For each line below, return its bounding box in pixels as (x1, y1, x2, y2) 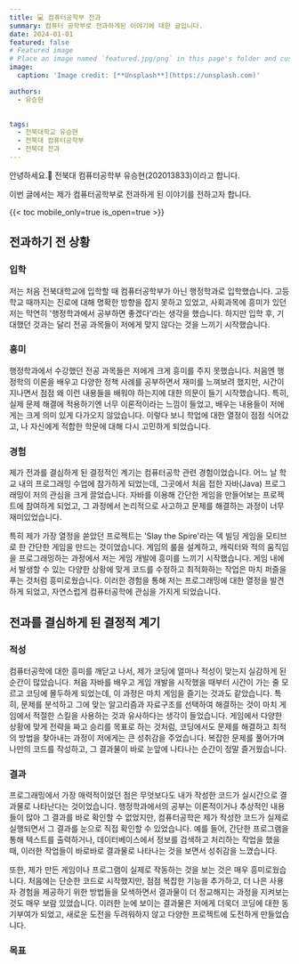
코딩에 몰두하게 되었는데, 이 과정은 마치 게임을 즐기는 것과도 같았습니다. (25, 687, 273, 699)
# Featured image (9, 46, 74, 55)
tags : (9, 119, 29, 129)
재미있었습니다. (9, 512, 62, 523)
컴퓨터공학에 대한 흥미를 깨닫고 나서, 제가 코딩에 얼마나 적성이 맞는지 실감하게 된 (9, 665, 287, 676)
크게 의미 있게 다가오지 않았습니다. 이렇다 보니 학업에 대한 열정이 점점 (25, 409, 265, 420)
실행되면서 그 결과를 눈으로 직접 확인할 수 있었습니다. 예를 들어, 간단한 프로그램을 (9, 823, 289, 834)
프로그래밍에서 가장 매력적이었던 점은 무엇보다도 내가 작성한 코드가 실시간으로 (9, 790, 279, 801)
